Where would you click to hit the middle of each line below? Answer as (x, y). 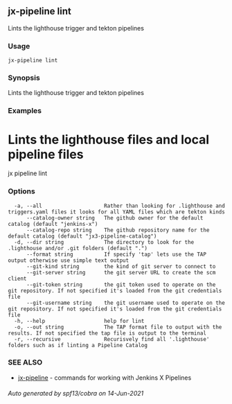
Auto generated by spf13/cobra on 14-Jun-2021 (76, 394)
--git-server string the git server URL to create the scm (121, 272)
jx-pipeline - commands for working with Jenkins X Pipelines (105, 378)
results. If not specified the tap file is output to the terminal (107, 333)
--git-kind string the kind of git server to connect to (121, 266)
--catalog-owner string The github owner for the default (115, 218)
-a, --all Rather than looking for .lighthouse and (120, 206)
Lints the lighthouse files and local (109, 140)
